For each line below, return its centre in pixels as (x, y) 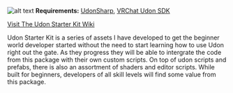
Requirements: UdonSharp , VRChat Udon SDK (103, 11)
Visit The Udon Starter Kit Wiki (51, 24)
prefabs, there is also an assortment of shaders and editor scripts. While (111, 67)
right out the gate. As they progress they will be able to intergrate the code (114, 52)
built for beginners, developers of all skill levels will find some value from (112, 74)
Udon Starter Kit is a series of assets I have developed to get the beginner (113, 37)
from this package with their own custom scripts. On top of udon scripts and (117, 60)
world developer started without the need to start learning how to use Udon (116, 45)
